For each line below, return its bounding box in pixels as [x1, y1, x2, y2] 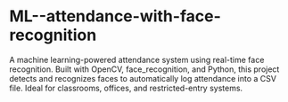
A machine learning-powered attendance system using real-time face [9, 54, 265, 65]
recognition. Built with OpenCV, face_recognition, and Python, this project [9, 64, 280, 75]
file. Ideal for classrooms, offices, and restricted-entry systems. [9, 82, 243, 93]
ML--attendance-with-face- [9, 6, 221, 27]
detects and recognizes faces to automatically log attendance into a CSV [9, 73, 276, 83]
